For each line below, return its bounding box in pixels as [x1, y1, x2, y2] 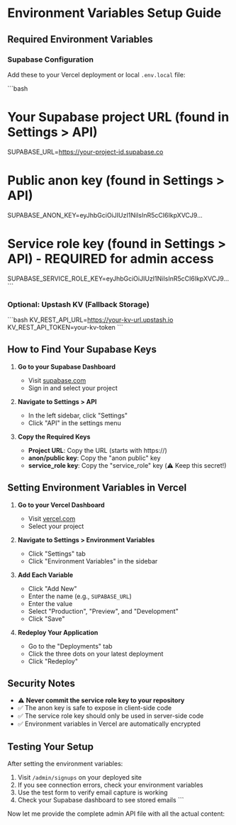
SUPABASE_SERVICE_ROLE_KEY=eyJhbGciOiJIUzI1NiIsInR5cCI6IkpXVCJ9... [7, 274, 229, 283]
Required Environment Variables [7, 33, 154, 45]
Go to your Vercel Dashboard [17, 500, 105, 509]
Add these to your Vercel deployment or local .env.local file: [7, 70, 186, 79]
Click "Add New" [28, 584, 77, 593]
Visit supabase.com [28, 376, 86, 384]
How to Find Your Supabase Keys [7, 344, 157, 356]
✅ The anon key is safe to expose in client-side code [17, 704, 172, 712]
